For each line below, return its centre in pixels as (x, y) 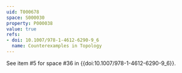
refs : (13, 35)
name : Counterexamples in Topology (57, 46)
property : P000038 (30, 23)
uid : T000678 (23, 12)
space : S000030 (26, 18)
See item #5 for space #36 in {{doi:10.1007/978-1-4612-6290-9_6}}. (91, 63)
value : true (21, 29)
